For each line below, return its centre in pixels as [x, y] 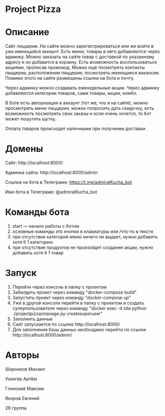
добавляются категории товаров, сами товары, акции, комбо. [71, 93]
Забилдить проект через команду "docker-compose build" [74, 292]
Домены [24, 149]
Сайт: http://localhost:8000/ [34, 163]
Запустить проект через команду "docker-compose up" [71, 298]
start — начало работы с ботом [46, 226]
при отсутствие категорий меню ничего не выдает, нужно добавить [85, 237]
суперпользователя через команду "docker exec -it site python [79, 308]
